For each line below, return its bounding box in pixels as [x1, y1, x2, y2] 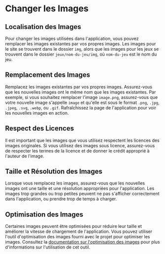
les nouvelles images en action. [5, 110, 69, 116]
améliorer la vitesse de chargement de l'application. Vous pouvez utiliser [5, 228, 153, 234]
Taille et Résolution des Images [5, 167, 102, 176]
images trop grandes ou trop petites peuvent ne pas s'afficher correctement [5, 190, 160, 197]
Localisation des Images [5, 23, 81, 31]
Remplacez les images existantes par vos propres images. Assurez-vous [5, 84, 153, 90]
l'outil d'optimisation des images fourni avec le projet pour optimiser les [5, 234, 150, 240]
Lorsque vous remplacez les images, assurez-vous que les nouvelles [5, 180, 145, 186]
